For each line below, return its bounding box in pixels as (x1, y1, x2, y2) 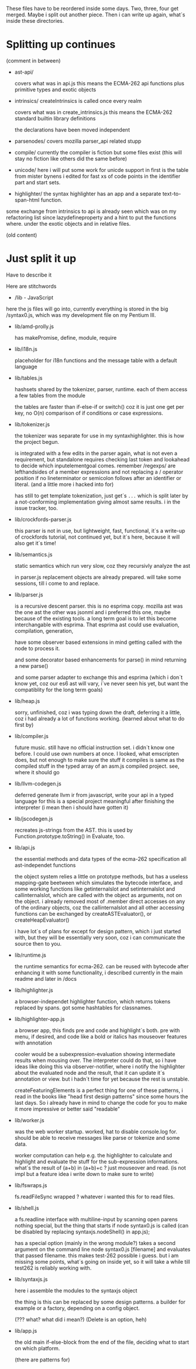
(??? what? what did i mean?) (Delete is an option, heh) (14, 1316, 147, 1323)
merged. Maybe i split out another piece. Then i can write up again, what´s (6, 11, 185, 18)
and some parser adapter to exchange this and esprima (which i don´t (14, 674, 183, 681)
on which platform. (14, 1344, 60, 1351)
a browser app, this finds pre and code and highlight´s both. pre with (14, 1026, 180, 1034)
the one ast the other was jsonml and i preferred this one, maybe (14, 608, 171, 616)
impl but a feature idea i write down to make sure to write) (14, 1170, 154, 1177)
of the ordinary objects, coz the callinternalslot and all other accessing (14, 904, 184, 911)
